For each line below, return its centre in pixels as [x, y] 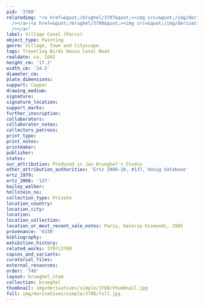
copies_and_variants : [34, 254]
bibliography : [24, 237]
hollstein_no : [24, 192]
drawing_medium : [27, 91]
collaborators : [25, 119]
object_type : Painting [35, 40]
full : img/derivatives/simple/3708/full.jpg [63, 294]
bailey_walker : [25, 187]
